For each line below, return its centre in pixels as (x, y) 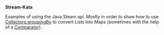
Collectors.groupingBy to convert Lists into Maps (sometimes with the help (82, 22)
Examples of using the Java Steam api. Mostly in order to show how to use (82, 17)
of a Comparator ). (24, 27)
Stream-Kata (19, 7)
